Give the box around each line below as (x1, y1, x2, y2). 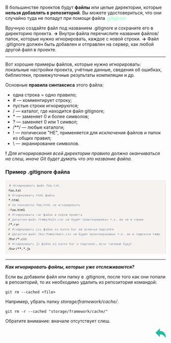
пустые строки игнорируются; (12, 103, 79, 108)
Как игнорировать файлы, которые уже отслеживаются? (5, 264, 135, 270)
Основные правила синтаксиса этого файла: (5, 82, 104, 88)
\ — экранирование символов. (12, 140, 80, 147)
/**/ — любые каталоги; (12, 124, 65, 130)
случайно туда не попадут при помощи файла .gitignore (5, 15, 126, 21)
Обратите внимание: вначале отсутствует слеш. (5, 318, 111, 324)
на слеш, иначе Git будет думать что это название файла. (5, 156, 132, 162)
